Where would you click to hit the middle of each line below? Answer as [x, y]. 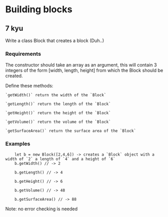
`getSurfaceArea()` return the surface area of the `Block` [71, 131]
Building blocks [39, 9]
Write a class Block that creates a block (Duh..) [55, 40]
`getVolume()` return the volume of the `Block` [58, 122]
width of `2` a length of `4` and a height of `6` [60, 159]
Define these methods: [29, 86]
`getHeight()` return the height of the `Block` [58, 113]
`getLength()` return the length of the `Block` [58, 104]
